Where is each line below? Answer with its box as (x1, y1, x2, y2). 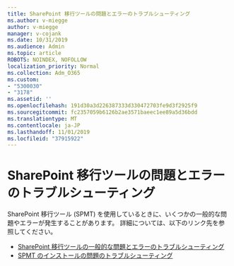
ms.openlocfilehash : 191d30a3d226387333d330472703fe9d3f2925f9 (7, 102, 198, 109)
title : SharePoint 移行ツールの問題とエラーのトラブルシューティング (7, 10, 191, 18)
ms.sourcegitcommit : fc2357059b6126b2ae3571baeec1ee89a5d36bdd (7, 109, 198, 116)
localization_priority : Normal (7, 63, 100, 70)
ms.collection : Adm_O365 (7, 69, 81, 76)
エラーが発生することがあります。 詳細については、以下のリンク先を (19, 219, 219, 227)
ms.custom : (7, 75, 40, 83)
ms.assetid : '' (7, 96, 52, 103)
